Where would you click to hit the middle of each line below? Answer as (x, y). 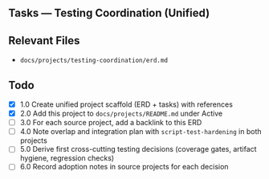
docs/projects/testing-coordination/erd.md (94, 61)
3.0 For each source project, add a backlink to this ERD (111, 123)
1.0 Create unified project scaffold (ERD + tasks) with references (126, 104)
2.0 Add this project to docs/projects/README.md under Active (121, 114)
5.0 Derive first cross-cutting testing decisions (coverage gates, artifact (138, 149)
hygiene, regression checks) (67, 158)
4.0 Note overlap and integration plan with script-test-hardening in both (141, 132)
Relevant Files (44, 41)
